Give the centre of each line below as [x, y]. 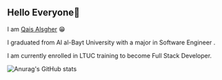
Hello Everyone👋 [44, 13]
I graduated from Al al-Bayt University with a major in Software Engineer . [111, 42]
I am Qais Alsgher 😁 [36, 29]
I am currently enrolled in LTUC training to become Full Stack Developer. [110, 55]
